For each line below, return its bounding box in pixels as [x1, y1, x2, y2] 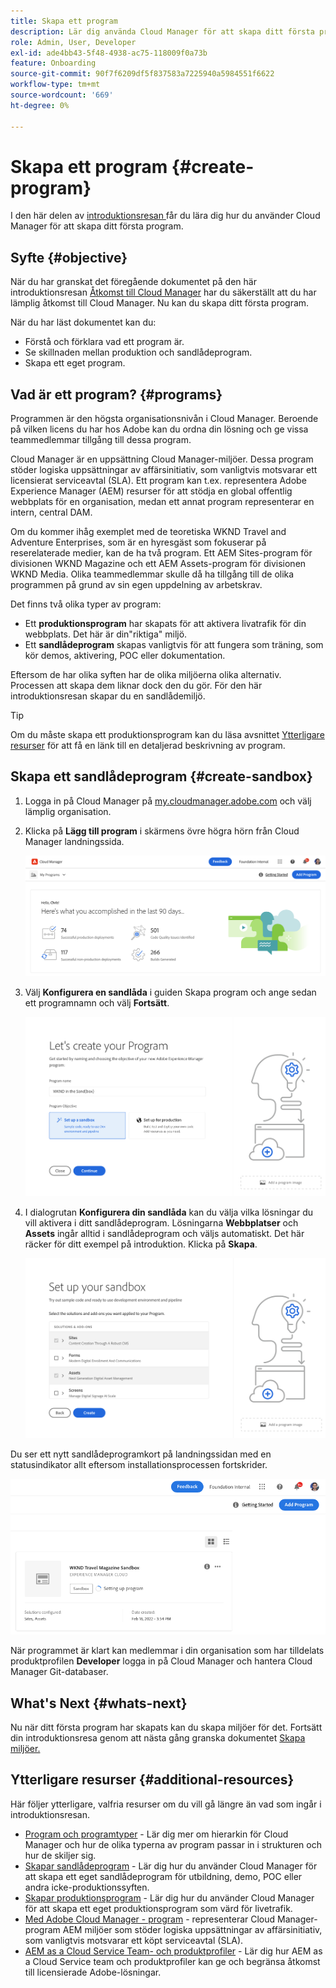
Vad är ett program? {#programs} [10, 386, 223, 403]
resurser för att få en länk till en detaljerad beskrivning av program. [10, 740, 286, 752]
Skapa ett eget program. [24, 357, 126, 369]
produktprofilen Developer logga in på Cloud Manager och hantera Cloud [10, 1655, 313, 1667]
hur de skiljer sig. [24, 1849, 97, 1861]
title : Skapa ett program [10, 16, 118, 26]
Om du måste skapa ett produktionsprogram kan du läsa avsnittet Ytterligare [10, 729, 325, 741]
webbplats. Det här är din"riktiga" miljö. [24, 628, 188, 640]
